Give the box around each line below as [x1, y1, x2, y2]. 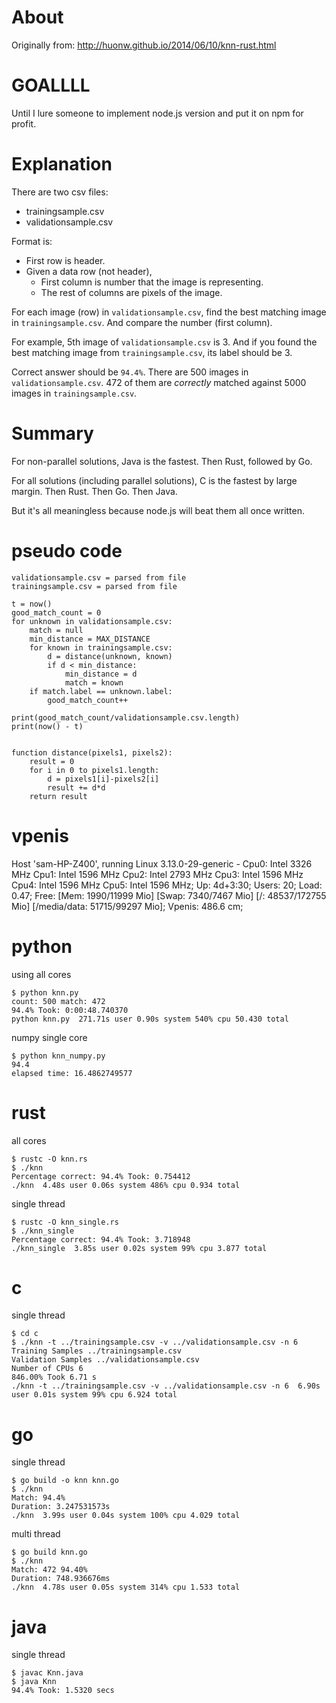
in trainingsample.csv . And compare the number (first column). [11, 316, 273, 328]
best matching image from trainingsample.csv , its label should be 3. [11, 346, 293, 358]
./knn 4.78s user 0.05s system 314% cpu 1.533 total [11, 1582, 241, 1593]
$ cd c [11, 1329, 39, 1339]
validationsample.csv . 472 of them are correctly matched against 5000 [11, 376, 307, 388]
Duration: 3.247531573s [11, 1502, 111, 1512]
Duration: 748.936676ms [11, 1574, 111, 1584]
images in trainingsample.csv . [11, 387, 138, 399]
